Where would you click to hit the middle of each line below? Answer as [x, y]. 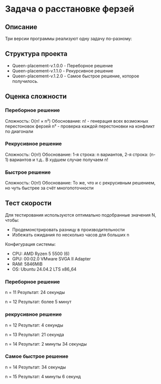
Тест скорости [28, 203]
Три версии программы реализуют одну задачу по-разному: [69, 38]
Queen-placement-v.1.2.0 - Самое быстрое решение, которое [76, 76]
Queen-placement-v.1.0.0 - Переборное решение [63, 65]
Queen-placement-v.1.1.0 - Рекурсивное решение [63, 71]
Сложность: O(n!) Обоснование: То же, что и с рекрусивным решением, [80, 183]
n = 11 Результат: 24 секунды [35, 293]
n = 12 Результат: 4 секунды [34, 325]
